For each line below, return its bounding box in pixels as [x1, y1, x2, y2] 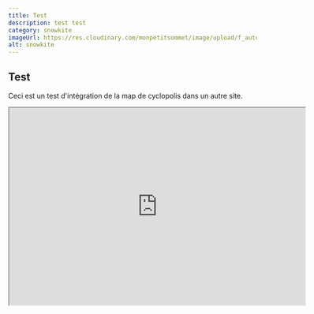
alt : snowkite [8, 41, 55, 49]
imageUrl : [8, 33, 41, 42]
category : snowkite [8, 26, 73, 34]
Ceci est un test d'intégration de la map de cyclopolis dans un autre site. [8, 91, 243, 100]
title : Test [8, 11, 47, 20]
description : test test [8, 19, 87, 27]
